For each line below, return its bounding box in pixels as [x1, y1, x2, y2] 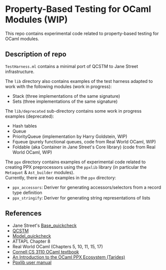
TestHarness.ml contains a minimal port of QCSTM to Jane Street [5, 63, 138, 69]
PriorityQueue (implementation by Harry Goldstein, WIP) [12, 133, 128, 139]
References [5, 209, 42, 218]
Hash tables [12, 123, 37, 129]
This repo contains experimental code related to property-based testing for [5, 30, 159, 36]
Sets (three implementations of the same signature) [12, 98, 118, 104]
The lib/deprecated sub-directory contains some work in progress [5, 108, 142, 114]
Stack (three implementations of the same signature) [12, 93, 120, 99]
